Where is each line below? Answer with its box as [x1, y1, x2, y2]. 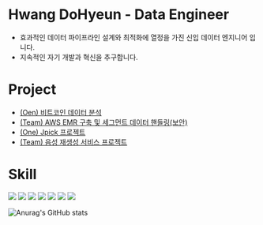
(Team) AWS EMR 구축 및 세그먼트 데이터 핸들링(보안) [19, 117, 188, 127]
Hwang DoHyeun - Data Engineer [8, 6, 230, 24]
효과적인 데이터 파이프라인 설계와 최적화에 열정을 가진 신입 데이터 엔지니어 [19, 32, 248, 42]
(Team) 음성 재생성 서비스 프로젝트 [19, 137, 128, 147]
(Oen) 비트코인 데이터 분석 [19, 107, 102, 117]
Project [8, 81, 57, 99]
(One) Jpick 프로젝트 [19, 127, 86, 137]
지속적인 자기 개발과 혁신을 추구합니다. [19, 52, 138, 62]
